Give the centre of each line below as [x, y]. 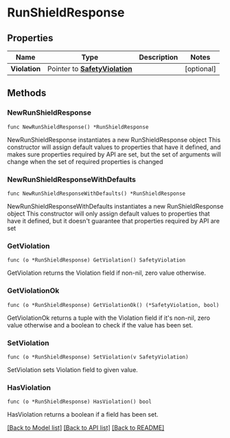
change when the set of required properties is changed [85, 161]
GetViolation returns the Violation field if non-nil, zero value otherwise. [106, 273]
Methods [27, 93]
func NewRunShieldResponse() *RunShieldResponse [78, 127]
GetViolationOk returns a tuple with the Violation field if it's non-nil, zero [109, 318]
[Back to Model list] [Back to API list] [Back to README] [86, 428]
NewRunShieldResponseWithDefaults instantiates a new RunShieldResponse [115, 206]
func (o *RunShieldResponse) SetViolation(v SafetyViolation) [98, 357]
